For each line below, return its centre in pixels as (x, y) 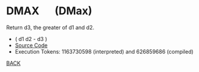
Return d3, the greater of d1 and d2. (50, 27)
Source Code (31, 45)
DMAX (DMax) (49, 11)
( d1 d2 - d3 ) (31, 39)
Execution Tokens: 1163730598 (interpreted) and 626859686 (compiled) (104, 51)
